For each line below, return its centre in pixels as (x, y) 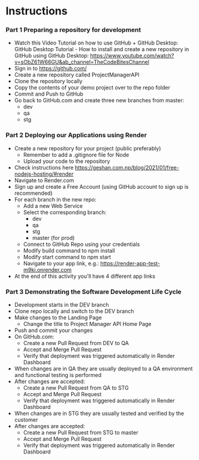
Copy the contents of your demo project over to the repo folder (92, 88)
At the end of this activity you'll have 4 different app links (85, 276)
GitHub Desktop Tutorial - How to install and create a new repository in (102, 49)
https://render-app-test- (130, 263)
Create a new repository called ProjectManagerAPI (77, 75)
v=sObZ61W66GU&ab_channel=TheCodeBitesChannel (82, 62)
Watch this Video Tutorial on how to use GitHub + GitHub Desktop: (96, 43)
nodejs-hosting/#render (44, 174)
